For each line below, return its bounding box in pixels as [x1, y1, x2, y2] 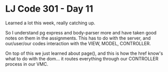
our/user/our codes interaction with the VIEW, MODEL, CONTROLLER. [5, 40, 151, 46]
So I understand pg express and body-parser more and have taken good [5, 29, 157, 35]
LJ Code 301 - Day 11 [5, 3, 93, 15]
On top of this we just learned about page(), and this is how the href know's [5, 50, 163, 56]
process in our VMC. [5, 61, 48, 67]
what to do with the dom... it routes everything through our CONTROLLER [5, 55, 159, 61]
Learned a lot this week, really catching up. [5, 20, 95, 26]
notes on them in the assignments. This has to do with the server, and [5, 35, 151, 41]
